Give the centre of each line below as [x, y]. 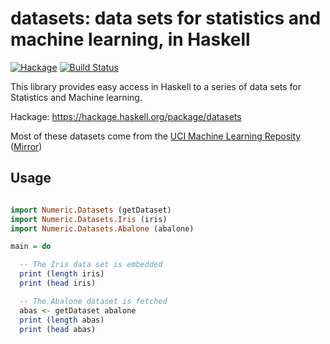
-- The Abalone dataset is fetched [93, 301]
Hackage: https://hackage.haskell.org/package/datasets [126, 116]
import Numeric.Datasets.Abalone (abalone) [102, 228]
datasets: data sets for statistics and [166, 18]
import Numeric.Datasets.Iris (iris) [89, 219]
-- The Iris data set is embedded [91, 265]
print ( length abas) [62, 320]
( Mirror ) [26, 146]
